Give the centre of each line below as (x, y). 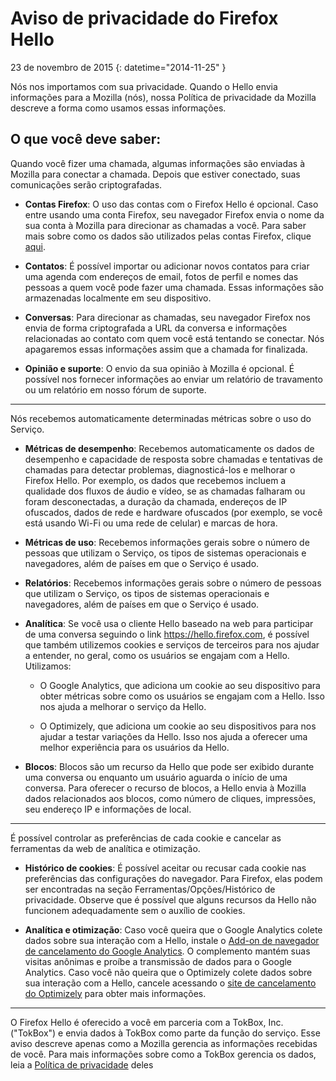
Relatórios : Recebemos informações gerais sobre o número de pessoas (173, 583)
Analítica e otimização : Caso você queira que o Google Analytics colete (173, 929)
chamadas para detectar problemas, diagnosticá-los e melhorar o (160, 469)
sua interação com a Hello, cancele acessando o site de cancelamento (170, 983)
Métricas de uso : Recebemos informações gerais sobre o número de (167, 542)
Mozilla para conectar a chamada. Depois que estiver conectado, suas (155, 174)
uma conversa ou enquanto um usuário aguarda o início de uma (156, 777)
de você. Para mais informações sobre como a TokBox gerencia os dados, (163, 1054)
